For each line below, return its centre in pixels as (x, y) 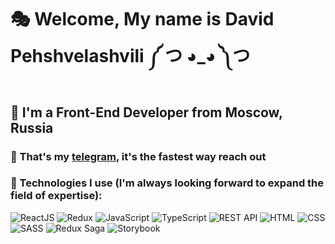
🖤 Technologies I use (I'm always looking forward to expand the (167, 183)
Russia (32, 127)
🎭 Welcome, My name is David (142, 19)
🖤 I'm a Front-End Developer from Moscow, (146, 112)
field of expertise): (56, 196)
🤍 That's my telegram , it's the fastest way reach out (138, 156)
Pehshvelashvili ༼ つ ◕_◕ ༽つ (130, 56)
